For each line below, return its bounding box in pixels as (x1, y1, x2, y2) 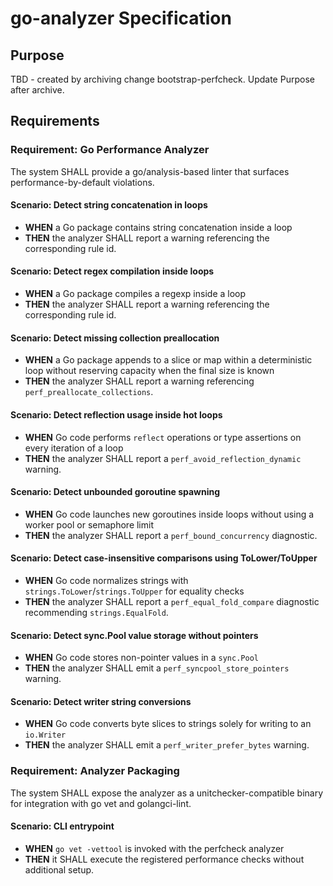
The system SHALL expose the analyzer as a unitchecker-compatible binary (10, 787, 324, 799)
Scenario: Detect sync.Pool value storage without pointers (10, 629, 259, 641)
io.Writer (24, 730, 67, 741)
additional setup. (24, 863, 95, 876)
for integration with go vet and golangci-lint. (10, 797, 192, 809)
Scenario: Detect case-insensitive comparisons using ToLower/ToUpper (10, 552, 318, 564)
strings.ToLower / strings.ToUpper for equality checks (24, 585, 245, 597)
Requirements (10, 113, 100, 130)
